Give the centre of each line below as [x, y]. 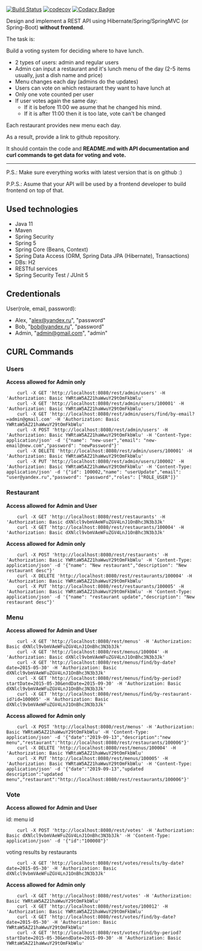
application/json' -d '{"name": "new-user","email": [74, 441]
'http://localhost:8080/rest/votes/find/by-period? [115, 933]
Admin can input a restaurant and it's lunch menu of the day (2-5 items [103, 69]
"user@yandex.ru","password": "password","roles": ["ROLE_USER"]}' [93, 478]
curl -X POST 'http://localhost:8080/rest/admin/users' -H [93, 430]
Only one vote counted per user [54, 94]
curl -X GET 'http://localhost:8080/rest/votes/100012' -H [93, 906]
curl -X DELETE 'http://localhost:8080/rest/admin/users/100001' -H [105, 451]
